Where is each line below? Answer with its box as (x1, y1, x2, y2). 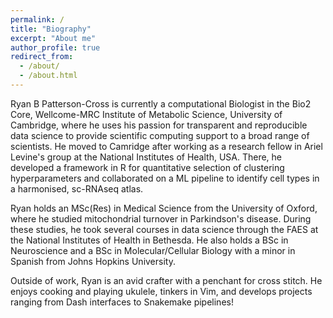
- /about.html (19, 71, 78, 81)
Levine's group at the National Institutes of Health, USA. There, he (10, 151, 282, 163)
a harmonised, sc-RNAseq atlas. (10, 182, 144, 195)
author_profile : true (10, 42, 101, 53)
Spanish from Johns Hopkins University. (10, 255, 176, 267)
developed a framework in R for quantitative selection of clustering (10, 161, 285, 173)
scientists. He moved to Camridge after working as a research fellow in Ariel (10, 140, 323, 152)
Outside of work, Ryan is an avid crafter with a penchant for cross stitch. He (10, 274, 323, 286)
